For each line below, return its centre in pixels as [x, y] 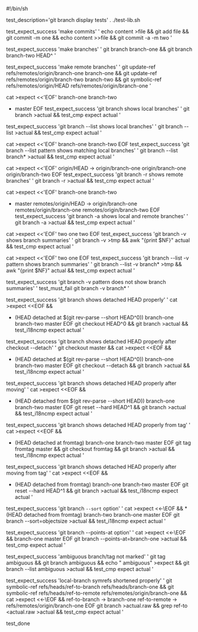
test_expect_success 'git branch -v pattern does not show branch [86, 282]
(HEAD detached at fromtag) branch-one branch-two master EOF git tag [103, 443]
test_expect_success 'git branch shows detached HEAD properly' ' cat [92, 300]
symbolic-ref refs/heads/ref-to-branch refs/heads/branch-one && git [90, 587]
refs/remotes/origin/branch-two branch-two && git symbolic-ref [84, 80]
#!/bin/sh [17, 9]
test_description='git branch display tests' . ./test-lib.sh [73, 20]
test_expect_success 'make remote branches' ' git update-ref [81, 67]
